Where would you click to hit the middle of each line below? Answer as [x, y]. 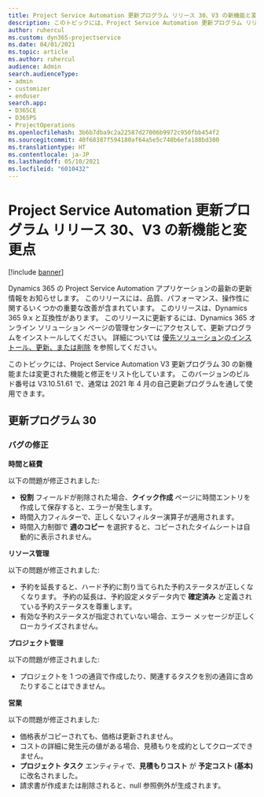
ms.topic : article [38, 52]
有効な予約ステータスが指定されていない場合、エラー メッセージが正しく [137, 616]
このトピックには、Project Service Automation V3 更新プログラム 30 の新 [127, 363]
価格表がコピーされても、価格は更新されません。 [98, 736]
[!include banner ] [36, 271]
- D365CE [22, 111]
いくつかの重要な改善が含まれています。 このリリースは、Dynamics [138, 308]
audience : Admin [35, 67]
